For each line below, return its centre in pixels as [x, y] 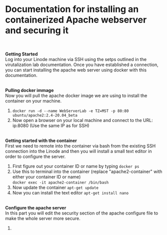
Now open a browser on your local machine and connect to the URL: [83, 120]
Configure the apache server [36, 207]
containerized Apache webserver [76, 20]
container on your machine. [33, 100]
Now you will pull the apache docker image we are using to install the [76, 95]
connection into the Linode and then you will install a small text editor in [79, 151]
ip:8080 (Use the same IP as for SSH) [51, 125]
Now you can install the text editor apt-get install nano [70, 192]
